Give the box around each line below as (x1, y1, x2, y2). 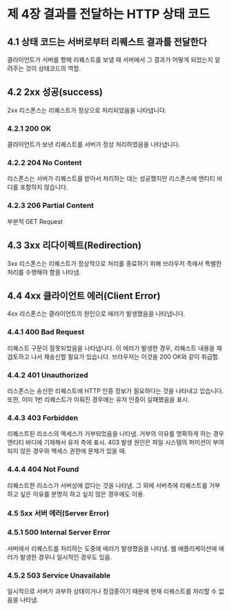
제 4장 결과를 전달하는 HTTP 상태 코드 (7, 6, 210, 22)
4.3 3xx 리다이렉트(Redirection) (7, 240, 142, 251)
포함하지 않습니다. (19, 183, 68, 191)
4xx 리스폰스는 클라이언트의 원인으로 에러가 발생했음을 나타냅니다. (7, 309, 185, 318)
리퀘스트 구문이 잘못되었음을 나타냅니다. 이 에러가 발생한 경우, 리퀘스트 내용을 (7, 343, 215, 352)
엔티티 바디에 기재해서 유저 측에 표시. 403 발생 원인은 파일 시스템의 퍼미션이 (7, 438, 212, 446)
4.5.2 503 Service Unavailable (7, 571, 111, 580)
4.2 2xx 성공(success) (7, 86, 103, 98)
